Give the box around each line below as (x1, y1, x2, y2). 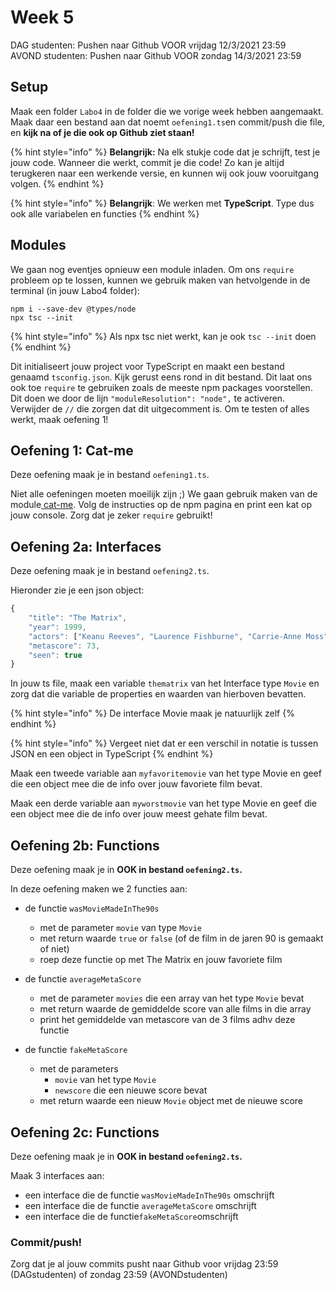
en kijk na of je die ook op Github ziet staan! (10, 126, 195, 138)
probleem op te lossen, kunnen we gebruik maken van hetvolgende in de (10, 274, 311, 286)
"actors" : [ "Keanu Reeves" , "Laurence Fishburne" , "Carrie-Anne (28, 631, 302, 641)
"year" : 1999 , (28, 622, 87, 632)
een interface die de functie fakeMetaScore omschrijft (24, 1210, 239, 1222)
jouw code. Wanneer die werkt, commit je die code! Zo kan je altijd (10, 156, 285, 168)
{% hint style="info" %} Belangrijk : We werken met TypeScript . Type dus (10, 197, 315, 209)
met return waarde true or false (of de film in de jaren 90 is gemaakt (39, 932, 324, 945)
